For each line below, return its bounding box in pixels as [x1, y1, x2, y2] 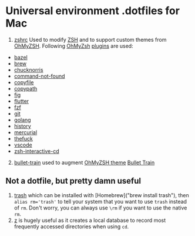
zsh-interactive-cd [14, 147, 59, 154]
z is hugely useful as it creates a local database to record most [14, 217, 166, 224]
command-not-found [14, 72, 65, 79]
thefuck [14, 135, 33, 142]
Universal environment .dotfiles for [5, 4, 180, 18]
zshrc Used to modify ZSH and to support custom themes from [14, 36, 167, 43]
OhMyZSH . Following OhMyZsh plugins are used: [14, 42, 133, 49]
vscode [14, 141, 33, 148]
